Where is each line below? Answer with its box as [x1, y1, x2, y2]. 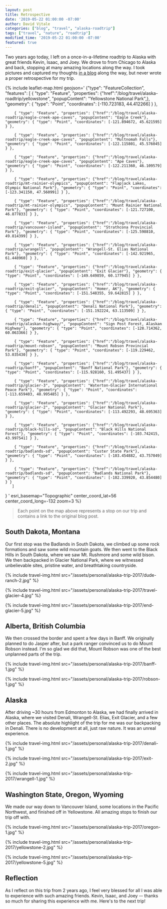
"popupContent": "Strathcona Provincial [67, 224, 153, 230]
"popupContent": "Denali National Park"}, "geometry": [45, 304, 162, 309]
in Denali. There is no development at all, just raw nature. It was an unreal [5, 725, 156, 731]
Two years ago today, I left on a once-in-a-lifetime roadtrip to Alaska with [5, 54, 156, 60]
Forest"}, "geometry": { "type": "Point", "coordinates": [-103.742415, [5, 431, 160, 436]
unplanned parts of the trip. [5, 651, 61, 658]
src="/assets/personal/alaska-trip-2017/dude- [61, 572, 156, 578]
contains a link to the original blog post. [17, 513, 99, 519]
